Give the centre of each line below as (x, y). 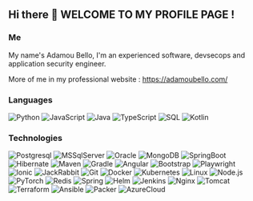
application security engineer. (57, 63)
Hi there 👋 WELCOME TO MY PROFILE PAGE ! (121, 15)
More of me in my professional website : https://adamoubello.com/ (118, 79)
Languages (31, 99)
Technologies (35, 138)
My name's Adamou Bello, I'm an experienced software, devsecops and (127, 55)
